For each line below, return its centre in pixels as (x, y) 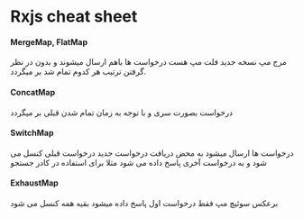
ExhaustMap (35, 183)
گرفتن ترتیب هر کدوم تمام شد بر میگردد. (78, 72)
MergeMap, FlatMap (49, 41)
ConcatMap (33, 92)
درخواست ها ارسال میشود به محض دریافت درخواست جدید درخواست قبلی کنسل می (152, 153)
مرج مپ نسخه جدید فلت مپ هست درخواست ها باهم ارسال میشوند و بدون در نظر (149, 62)
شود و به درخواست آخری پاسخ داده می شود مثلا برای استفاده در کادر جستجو (138, 162)
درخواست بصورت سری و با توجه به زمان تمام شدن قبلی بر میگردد (122, 112)
